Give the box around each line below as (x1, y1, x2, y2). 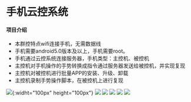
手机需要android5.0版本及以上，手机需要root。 (14, 47, 129, 55)
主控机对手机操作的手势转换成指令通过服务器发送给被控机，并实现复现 (14, 62, 186, 69)
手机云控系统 (6, 5, 69, 19)
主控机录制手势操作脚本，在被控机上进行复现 (14, 77, 124, 84)
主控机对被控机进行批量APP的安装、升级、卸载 (14, 70, 129, 77)
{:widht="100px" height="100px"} (12, 89, 94, 97)
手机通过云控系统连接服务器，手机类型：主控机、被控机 (14, 55, 149, 62)
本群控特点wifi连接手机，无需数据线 (14, 40, 101, 47)
